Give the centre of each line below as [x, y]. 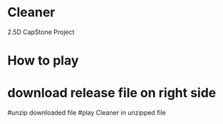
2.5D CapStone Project [41, 32]
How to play [43, 61]
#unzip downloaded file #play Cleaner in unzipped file [87, 113]
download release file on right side [112, 93]
